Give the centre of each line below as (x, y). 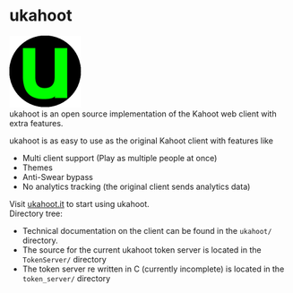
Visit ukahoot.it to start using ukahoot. (79, 203)
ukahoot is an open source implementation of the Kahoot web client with (143, 114)
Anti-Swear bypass (58, 177)
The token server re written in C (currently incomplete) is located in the (153, 269)
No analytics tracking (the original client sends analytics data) (136, 186)
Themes (38, 168)
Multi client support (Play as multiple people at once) (120, 158)
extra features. (36, 123)
